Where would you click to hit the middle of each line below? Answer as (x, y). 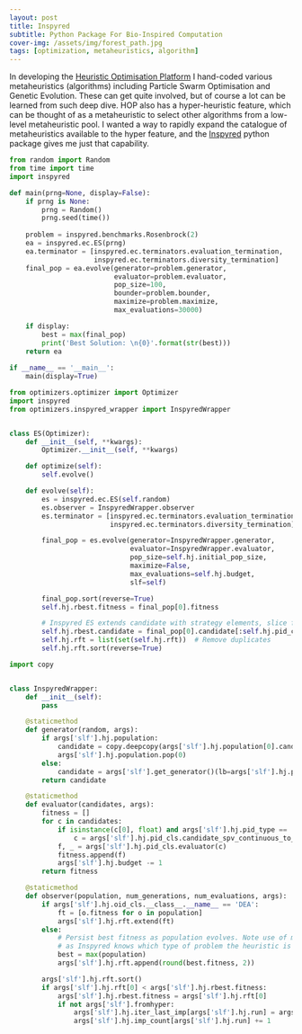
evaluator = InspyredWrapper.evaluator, (203, 549)
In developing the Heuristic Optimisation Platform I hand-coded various (141, 76)
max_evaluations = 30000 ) (158, 310)
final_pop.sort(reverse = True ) (98, 599)
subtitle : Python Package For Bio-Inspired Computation (116, 34)
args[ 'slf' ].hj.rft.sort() (92, 979)
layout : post (34, 18)
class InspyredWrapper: (54, 689)
